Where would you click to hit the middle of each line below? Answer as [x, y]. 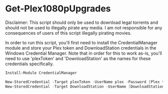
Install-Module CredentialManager [41, 73]
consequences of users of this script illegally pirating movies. [68, 33]
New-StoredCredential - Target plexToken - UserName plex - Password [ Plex [82, 82]
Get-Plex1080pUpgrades [58, 9]
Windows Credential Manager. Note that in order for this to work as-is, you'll [84, 53]
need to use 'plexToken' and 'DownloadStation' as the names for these [78, 58]
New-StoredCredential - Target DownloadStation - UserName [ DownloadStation [85, 87]
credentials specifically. [29, 64]
